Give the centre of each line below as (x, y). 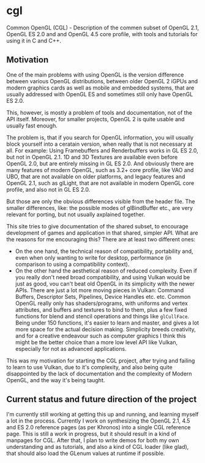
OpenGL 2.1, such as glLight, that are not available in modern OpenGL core (100, 183)
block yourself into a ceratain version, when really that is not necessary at (99, 144)
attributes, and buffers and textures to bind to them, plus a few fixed (101, 309)
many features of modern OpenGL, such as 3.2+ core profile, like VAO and (100, 170)
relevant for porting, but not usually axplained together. (76, 214)
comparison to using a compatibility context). (72, 264)
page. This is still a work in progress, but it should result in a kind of (91, 434)
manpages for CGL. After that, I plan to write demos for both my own (93, 440)
